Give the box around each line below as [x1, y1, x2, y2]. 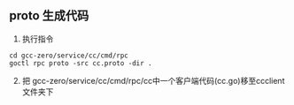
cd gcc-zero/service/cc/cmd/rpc [9, 51, 128, 60]
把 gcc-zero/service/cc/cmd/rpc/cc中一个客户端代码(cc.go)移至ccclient [21, 75, 285, 86]
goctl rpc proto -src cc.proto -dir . [9, 58, 152, 68]
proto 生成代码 [9, 8, 89, 24]
